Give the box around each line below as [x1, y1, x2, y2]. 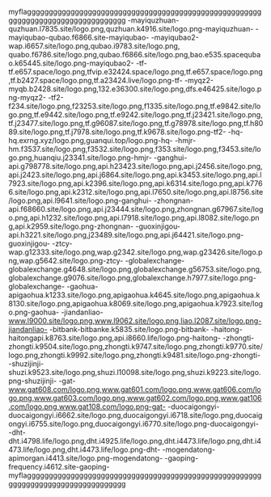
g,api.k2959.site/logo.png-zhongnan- [8, 221, 134, 231]
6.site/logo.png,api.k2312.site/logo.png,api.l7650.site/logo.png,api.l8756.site [8, 187, 264, 196]
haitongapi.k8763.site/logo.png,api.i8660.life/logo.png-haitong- [8, 333, 221, 343]
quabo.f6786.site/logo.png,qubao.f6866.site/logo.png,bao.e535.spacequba [8, 50, 261, 59]
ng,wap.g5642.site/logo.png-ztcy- [8, 256, 124, 265]
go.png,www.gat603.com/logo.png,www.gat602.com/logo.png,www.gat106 [8, 394, 262, 402]
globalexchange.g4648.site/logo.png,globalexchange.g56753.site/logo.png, [8, 264, 262, 274]
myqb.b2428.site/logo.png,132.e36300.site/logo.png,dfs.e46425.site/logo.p [8, 84, 262, 94]
